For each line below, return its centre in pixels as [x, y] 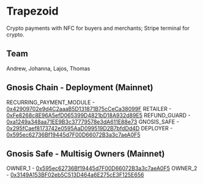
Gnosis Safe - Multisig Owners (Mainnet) [86, 154]
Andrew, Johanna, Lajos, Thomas [48, 68]
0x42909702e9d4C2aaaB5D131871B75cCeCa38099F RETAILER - [89, 108]
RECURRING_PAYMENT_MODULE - [51, 102]
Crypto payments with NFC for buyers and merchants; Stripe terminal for [98, 28]
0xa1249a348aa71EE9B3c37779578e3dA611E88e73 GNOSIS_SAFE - [93, 122]
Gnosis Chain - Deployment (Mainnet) [80, 87]
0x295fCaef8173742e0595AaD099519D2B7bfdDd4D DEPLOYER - [90, 128]
